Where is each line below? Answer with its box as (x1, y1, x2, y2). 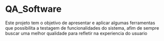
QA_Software (5, 3, 62, 15)
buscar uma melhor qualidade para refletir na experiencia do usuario (5, 30, 147, 36)
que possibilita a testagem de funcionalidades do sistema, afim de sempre (5, 25, 159, 31)
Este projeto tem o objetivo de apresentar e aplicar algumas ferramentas (5, 20, 155, 26)
